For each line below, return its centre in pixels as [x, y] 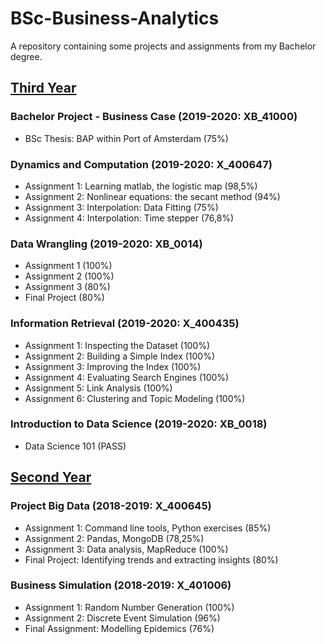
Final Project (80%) [64, 298]
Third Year [43, 88]
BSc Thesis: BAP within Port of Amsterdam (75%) [126, 138]
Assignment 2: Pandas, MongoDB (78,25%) [114, 538]
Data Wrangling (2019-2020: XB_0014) [106, 244]
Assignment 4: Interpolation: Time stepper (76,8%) [129, 218]
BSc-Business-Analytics [115, 18]
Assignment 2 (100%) [69, 276]
